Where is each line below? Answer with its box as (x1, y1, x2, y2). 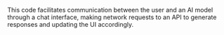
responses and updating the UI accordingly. (7, 21, 134, 28)
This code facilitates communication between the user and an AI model (7, 6, 213, 14)
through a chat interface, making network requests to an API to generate (7, 13, 217, 21)
